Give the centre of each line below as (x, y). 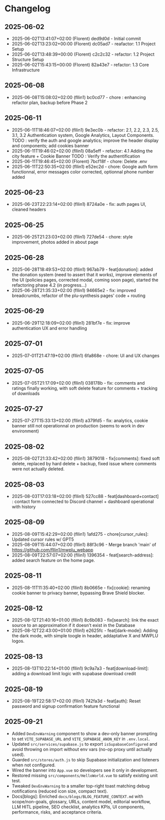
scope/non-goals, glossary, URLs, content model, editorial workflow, (81, 801)
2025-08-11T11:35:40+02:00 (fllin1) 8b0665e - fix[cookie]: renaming (81, 588)
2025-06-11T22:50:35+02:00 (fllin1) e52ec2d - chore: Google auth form (85, 166)
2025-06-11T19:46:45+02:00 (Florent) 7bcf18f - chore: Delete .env (79, 161)
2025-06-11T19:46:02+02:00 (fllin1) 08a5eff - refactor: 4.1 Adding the (82, 151)
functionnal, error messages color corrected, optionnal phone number (83, 172)
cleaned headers (29, 209)
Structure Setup (28, 59)
